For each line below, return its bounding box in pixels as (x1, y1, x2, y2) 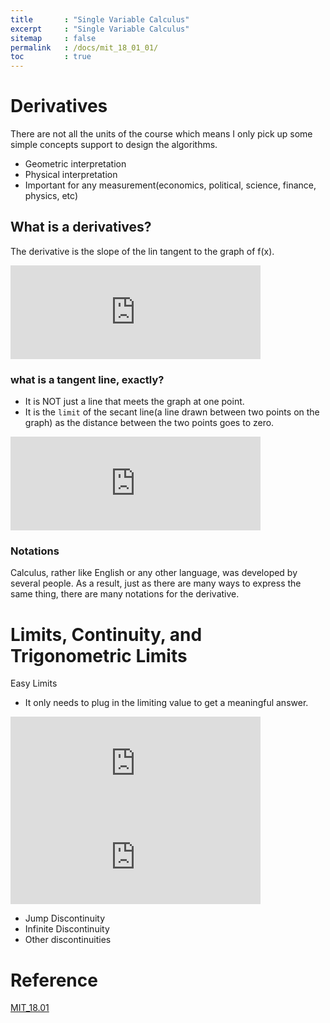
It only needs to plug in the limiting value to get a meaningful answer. (24, 697, 309, 709)
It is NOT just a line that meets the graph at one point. (24, 396, 245, 408)
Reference (10, 969, 98, 991)
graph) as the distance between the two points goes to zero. (24, 417, 275, 429)
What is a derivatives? (10, 219, 152, 236)
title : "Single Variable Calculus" (10, 14, 190, 25)
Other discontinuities (24, 934, 112, 946)
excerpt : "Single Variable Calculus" (10, 24, 190, 34)
